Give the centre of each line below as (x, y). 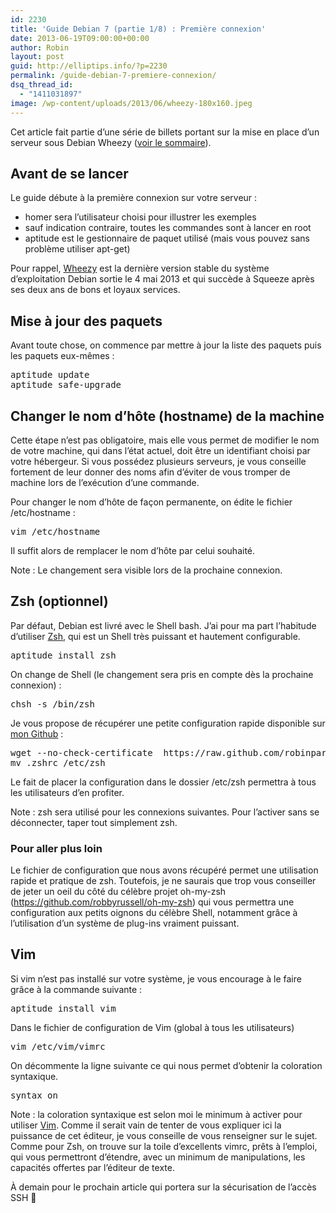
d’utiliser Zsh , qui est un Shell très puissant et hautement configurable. (155, 636)
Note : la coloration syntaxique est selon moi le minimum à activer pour (156, 1114)
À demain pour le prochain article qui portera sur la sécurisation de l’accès (163, 1187)
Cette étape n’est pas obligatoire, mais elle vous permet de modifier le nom (165, 440)
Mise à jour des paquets (86, 321)
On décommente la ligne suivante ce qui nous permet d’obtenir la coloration (166, 1065)
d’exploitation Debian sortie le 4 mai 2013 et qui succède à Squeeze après (162, 279)
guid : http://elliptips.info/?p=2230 (89, 66)
